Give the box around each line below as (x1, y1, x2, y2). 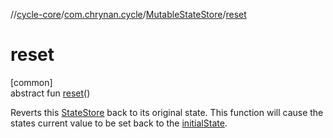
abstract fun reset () (10, 87, 91, 99)
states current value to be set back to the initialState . (10, 117, 228, 129)
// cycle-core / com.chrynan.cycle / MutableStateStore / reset (10, 9, 247, 20)
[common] (10, 76, 53, 88)
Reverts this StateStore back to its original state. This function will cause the (10, 106, 324, 118)
